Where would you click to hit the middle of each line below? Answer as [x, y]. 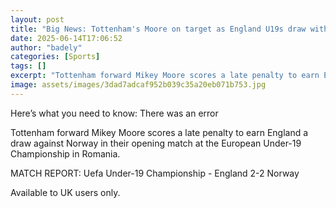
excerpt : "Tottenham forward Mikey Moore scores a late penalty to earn [165, 76]
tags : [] [28, 66]
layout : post [37, 19]
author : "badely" [46, 47]
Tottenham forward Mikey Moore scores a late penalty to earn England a [159, 132]
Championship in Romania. [65, 153]
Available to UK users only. [65, 192]
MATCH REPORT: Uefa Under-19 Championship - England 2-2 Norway [155, 173]
